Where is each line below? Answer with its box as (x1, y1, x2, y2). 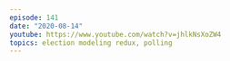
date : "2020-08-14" (9, 22, 84, 30)
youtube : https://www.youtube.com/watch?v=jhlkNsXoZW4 (9, 30, 222, 39)
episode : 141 (9, 13, 59, 22)
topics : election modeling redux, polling (9, 38, 173, 48)
